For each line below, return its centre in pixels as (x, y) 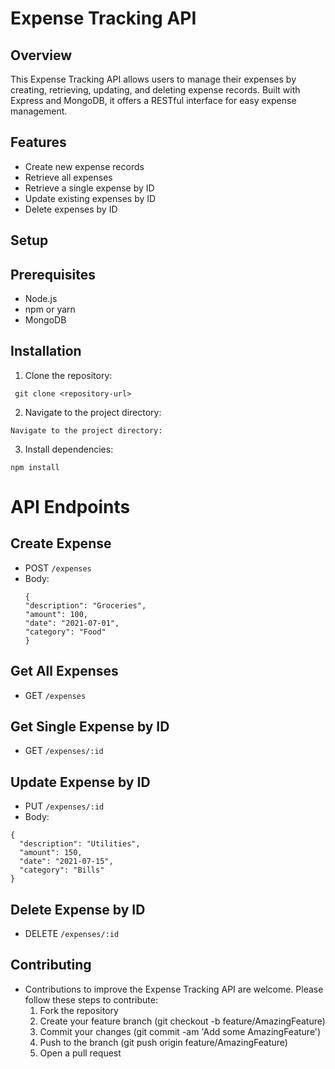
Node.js (41, 299)
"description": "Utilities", (80, 844)
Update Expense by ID (80, 782)
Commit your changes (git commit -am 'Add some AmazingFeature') (180, 1031)
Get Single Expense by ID (90, 727)
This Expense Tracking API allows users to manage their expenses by (153, 79)
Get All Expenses (64, 671)
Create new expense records (84, 166)
